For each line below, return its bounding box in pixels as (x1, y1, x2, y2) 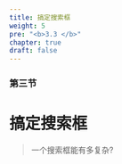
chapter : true (9, 37, 62, 47)
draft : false (9, 46, 58, 55)
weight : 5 (9, 21, 46, 30)
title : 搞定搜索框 (9, 12, 71, 22)
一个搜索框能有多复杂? (30, 144, 114, 155)
